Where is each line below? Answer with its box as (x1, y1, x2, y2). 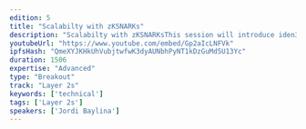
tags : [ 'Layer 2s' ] (9, 97, 84, 107)
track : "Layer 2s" (9, 81, 79, 90)
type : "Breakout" (9, 73, 76, 82)
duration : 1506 (9, 55, 67, 64)
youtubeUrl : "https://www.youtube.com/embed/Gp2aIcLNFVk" (9, 38, 234, 48)
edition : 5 (9, 13, 51, 23)
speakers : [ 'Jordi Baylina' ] (9, 106, 120, 115)
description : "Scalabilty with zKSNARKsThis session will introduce (9, 30, 275, 39)
